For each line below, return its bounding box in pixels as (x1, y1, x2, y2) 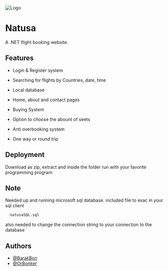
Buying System (12, 106, 44, 112)
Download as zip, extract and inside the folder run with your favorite (5, 164, 147, 170)
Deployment (5, 151, 45, 159)
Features (5, 54, 34, 63)
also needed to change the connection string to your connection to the (5, 221, 152, 228)
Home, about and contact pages (12, 97, 80, 103)
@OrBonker (12, 260, 37, 266)
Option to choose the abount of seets (12, 116, 90, 122)
